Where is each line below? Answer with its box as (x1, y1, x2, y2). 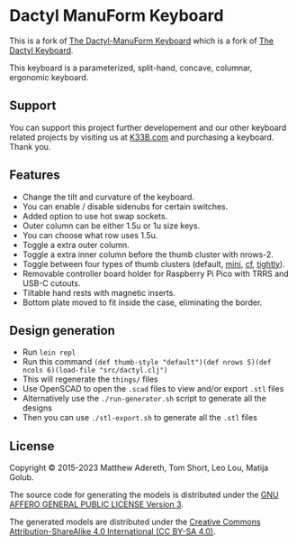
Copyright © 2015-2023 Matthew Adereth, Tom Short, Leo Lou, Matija (9, 462, 269, 474)
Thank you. (9, 141, 51, 152)
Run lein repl (22, 346, 76, 357)
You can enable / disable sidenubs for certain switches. (22, 200, 229, 212)
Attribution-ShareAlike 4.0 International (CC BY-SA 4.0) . (9, 526, 216, 537)
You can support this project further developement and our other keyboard (9, 122, 287, 133)
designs (22, 402, 52, 413)
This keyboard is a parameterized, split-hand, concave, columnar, (9, 62, 253, 73)
